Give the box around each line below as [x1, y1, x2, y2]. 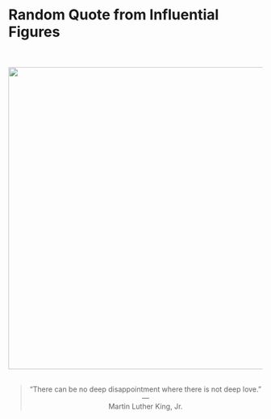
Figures [8, 23, 60, 41]
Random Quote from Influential [8, 6, 219, 24]
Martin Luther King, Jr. [108, 401, 183, 411]
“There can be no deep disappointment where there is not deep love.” [29, 384, 262, 394]
